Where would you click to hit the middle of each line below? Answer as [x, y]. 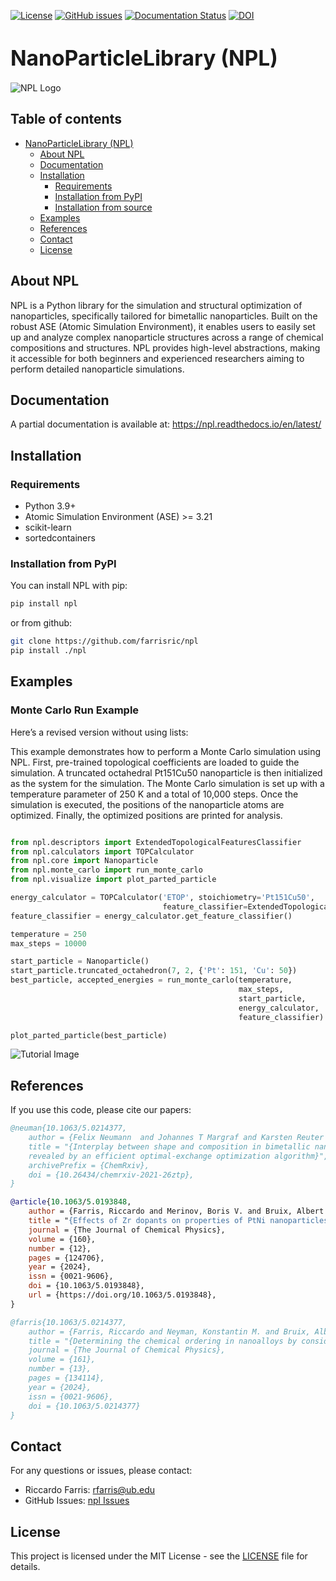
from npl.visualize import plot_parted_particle [113, 880]
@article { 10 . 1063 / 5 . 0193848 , [71, 1202]
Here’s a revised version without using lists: [99, 732]
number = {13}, [60, 1369]
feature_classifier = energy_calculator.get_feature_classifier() [151, 916]
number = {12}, [60, 1248]
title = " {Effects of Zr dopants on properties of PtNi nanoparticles [178, 1221]
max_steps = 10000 [48, 943]
